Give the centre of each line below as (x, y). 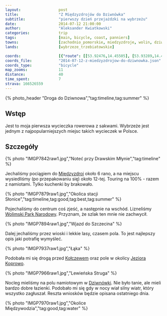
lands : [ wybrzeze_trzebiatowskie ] (60, 47)
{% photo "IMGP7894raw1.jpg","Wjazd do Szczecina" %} (64, 224)
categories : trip (37, 33)
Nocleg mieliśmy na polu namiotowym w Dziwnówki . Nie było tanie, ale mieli (83, 283)
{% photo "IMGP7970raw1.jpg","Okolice (45, 303)
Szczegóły (22, 147)
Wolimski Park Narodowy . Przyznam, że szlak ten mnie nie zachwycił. (76, 214)
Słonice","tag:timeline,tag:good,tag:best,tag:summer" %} (63, 199)
